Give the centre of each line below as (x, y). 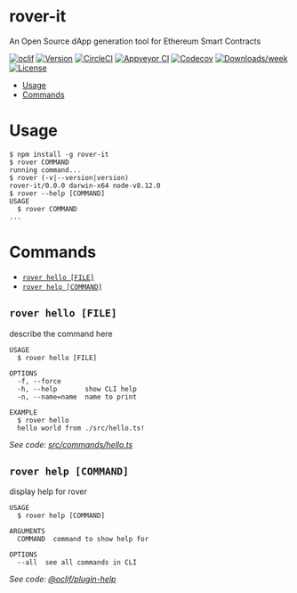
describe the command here (61, 334)
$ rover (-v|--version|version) (69, 177)
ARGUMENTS (28, 531)
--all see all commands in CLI (77, 563)
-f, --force (40, 381)
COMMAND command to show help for (83, 539)
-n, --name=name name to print (77, 397)
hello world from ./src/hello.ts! (81, 428)
